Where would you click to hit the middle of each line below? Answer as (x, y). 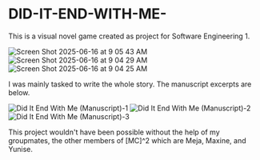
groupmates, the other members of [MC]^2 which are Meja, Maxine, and (127, 140)
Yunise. (21, 149)
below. (19, 92)
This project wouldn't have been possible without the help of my (114, 132)
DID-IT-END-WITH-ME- (88, 14)
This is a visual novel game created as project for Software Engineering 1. (129, 36)
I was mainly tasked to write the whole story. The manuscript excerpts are (130, 84)
